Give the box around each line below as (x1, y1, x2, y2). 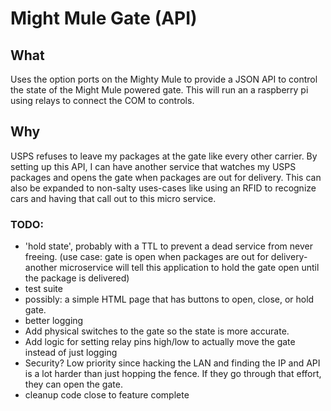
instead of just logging (24, 347, 118, 359)
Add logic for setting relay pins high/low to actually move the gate (24, 336, 296, 348)
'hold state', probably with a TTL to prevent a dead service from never (24, 240, 313, 252)
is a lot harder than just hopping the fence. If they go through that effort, (24, 368, 322, 380)
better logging (24, 315, 84, 327)
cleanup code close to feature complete (24, 389, 190, 401)
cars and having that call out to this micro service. (10, 192, 217, 204)
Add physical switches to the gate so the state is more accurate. (24, 325, 290, 337)
